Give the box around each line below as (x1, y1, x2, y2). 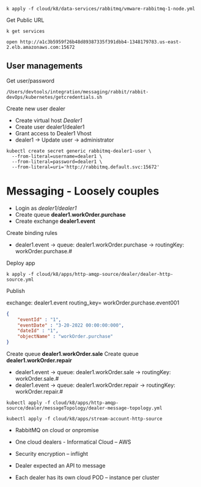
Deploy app (6, 259, 35, 267)
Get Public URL (6, 16, 45, 24)
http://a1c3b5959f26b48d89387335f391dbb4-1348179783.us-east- (20, 39, 182, 45)
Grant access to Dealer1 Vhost (15, 129, 92, 137)
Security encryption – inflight (15, 450, 89, 457)
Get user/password (6, 77, 55, 84)
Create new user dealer (6, 104, 66, 112)
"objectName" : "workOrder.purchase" (17, 333, 114, 340)
